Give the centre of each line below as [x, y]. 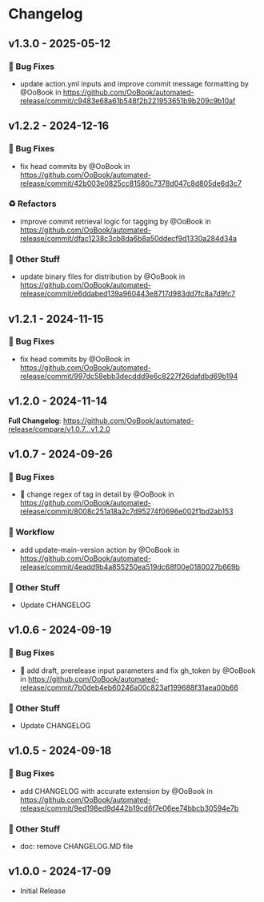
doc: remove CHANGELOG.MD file [76, 846]
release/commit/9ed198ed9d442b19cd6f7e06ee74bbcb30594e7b [129, 808]
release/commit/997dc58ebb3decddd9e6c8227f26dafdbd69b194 [129, 376]
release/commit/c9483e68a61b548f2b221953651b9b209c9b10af [128, 100]
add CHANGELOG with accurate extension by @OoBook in [116, 791]
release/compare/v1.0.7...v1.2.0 [59, 429]
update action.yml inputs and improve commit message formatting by [134, 83]
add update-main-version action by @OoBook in [100, 550]
